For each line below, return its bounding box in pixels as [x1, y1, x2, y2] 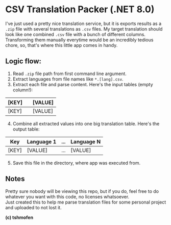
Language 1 [27, 138, 57, 145]
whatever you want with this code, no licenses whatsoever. [5, 193, 130, 199]
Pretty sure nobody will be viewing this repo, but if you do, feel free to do [5, 188, 159, 194]
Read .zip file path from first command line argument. [12, 70, 127, 77]
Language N [70, 138, 101, 145]
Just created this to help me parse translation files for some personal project [5, 199, 166, 205]
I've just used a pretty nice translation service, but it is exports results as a [5, 20, 162, 27]
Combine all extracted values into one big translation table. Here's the [12, 120, 160, 127]
